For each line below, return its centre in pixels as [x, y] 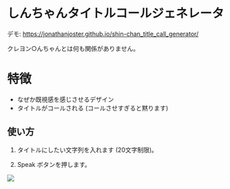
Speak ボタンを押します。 [54, 164]
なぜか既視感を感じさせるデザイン [65, 99]
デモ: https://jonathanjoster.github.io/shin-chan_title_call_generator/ [103, 34]
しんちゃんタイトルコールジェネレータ [116, 13]
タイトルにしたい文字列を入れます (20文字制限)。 [87, 150]
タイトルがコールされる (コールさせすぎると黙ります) [93, 108]
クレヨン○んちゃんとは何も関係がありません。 [73, 48]
